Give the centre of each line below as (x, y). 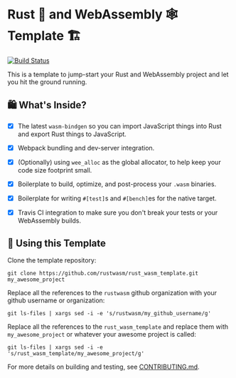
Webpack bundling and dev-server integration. (86, 148)
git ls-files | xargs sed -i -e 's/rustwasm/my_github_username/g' (109, 313)
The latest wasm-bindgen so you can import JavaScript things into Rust (119, 126)
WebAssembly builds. (49, 221)
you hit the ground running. (47, 82)
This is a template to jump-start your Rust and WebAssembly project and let (118, 74)
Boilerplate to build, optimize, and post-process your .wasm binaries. (117, 184)
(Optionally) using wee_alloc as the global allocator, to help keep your (119, 162)
